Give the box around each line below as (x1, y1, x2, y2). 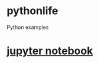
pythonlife (6, 4, 58, 18)
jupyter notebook (6, 44, 93, 58)
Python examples (6, 24, 49, 31)
